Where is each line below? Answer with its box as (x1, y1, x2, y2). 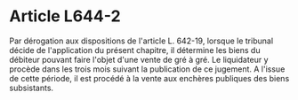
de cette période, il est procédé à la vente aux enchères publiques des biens (9, 73, 290, 83)
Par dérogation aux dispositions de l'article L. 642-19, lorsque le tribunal (9, 35, 274, 46)
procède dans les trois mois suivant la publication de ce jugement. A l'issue (9, 64, 286, 74)
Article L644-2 (9, 6, 122, 27)
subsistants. (9, 82, 54, 93)
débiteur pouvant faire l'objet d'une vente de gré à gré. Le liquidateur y (9, 54, 269, 65)
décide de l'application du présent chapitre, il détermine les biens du (9, 44, 261, 55)
